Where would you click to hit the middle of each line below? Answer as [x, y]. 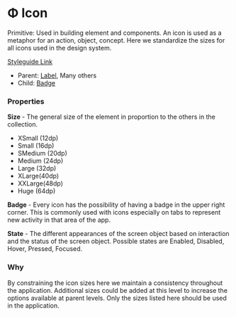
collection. [23, 124]
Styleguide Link [30, 61]
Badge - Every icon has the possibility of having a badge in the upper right [116, 205]
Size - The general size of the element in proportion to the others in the [112, 117]
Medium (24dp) [40, 161]
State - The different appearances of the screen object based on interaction [118, 234]
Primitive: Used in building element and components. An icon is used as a [114, 33]
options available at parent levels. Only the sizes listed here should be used [117, 298]
